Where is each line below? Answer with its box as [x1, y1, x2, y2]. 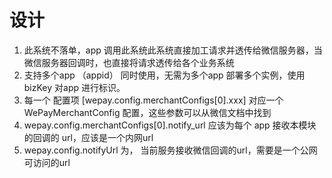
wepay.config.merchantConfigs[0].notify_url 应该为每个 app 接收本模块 [23, 119, 317, 131]
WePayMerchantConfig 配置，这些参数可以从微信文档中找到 [23, 106, 272, 118]
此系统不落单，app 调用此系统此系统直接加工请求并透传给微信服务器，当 [23, 44, 323, 56]
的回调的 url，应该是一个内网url [23, 131, 154, 143]
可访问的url [23, 156, 71, 168]
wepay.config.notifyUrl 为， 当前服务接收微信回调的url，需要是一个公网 [23, 144, 318, 156]
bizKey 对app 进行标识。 [23, 81, 126, 93]
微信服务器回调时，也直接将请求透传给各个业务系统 [23, 56, 235, 68]
